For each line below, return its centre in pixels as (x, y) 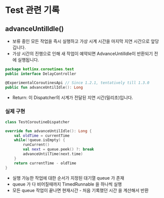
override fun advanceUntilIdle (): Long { (49, 131)
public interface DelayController (41, 74)
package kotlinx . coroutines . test (40, 69)
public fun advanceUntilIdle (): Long (44, 87)
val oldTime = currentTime (42, 136)
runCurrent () (36, 145)
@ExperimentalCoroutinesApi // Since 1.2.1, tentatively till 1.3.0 (77, 83)
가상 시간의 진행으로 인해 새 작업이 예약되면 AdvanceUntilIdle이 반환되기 (82, 53)
